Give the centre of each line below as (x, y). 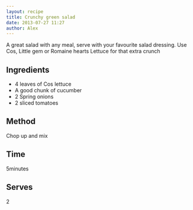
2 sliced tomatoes (36, 103)
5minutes (17, 169)
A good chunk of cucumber (48, 91)
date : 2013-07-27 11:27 (36, 22)
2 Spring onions (34, 97)
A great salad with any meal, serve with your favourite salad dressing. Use (96, 45)
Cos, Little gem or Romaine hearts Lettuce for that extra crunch (83, 51)
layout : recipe (25, 12)
